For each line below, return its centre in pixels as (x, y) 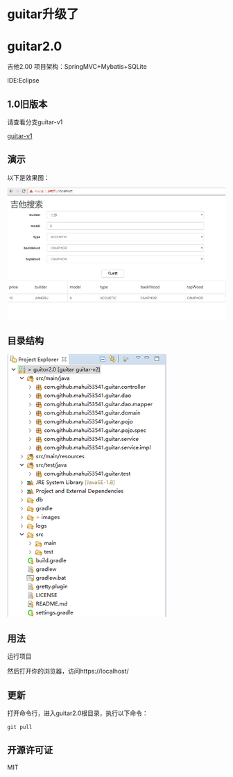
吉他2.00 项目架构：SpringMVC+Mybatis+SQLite (77, 67)
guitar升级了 (43, 14)
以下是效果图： (28, 177)
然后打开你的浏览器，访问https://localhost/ (68, 671)
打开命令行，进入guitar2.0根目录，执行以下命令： (78, 713)
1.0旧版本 (27, 104)
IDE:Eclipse (23, 81)
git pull (20, 727)
